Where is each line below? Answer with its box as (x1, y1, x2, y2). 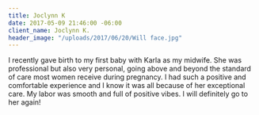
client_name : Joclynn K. (8, 26, 90, 34)
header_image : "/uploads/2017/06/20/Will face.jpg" (8, 33, 182, 42)
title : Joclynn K (8, 11, 66, 20)
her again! (8, 98, 41, 107)
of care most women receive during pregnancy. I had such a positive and (8, 72, 247, 82)
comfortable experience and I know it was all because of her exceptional (8, 81, 246, 90)
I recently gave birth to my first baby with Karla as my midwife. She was (8, 56, 242, 65)
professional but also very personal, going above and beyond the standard (8, 64, 252, 74)
